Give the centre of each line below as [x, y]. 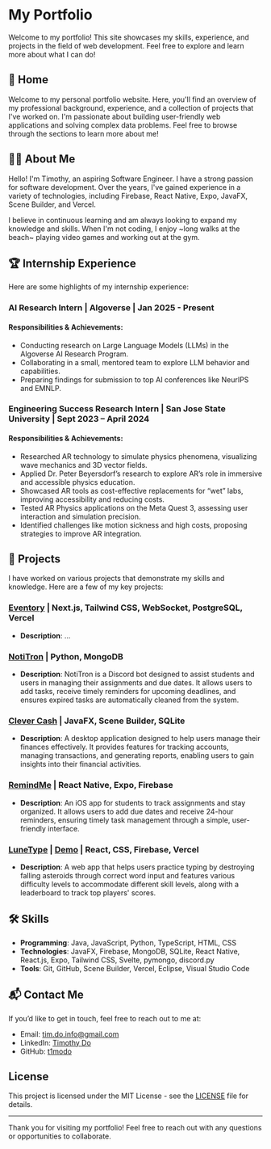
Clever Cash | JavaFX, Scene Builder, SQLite [97, 721]
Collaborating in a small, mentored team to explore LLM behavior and [135, 362]
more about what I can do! [52, 54]
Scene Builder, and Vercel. [52, 204]
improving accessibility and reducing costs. [92, 499]
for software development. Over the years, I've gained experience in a [125, 187]
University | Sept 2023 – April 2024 [79, 419]
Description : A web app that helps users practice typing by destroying [138, 867]
